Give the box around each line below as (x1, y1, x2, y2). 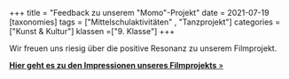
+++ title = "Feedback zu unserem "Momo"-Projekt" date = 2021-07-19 (9, 8, 269, 18)
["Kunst (9, 26, 37, 36)
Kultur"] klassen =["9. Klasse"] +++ (45, 26, 176, 36)
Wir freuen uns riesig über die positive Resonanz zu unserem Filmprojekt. (9, 43, 277, 54)
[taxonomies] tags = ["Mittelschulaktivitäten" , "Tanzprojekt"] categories (9, 17, 273, 27)
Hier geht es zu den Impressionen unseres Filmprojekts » (9, 61, 224, 70)
